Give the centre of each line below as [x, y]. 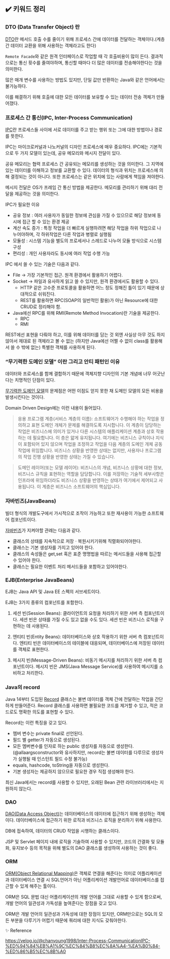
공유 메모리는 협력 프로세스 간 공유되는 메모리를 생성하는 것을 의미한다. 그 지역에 [84, 163]
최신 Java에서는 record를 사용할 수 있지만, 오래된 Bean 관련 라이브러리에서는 [82, 782]
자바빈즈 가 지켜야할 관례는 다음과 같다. [43, 530]
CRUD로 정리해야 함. [41, 307]
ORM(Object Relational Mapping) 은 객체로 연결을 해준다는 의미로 [71, 873]
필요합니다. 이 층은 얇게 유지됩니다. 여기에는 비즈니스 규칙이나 [94, 438]
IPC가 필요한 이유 [23, 204]
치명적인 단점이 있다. [35, 380]
